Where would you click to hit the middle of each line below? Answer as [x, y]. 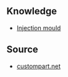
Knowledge [32, 11]
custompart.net [39, 66]
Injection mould [39, 27]
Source [23, 50]
